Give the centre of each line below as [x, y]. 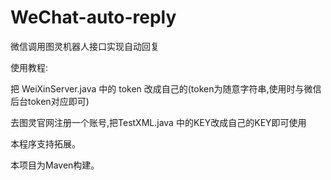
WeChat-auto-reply [93, 17]
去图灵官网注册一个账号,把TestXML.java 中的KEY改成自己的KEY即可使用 [158, 122]
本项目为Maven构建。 [55, 165]
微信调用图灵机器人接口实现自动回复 [85, 46]
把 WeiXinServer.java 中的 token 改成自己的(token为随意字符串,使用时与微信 [166, 88]
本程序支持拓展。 [45, 143]
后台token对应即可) [50, 101]
